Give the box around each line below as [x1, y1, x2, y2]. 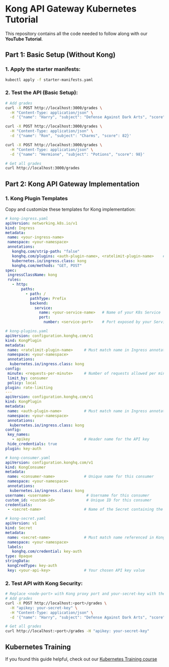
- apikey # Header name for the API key [12, 437, 150, 442]
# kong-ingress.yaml [5, 216, 49, 221]
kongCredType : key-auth [7, 563, 57, 568]
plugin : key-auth [5, 446, 42, 451]
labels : [7, 544, 24, 549]
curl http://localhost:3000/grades [5, 165, 80, 171]
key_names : [7, 432, 30, 437]
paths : [21, 287, 35, 292]
